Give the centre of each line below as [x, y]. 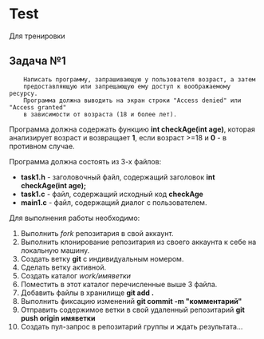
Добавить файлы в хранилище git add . [87, 293]
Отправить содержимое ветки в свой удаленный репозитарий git [133, 309]
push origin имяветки [58, 318]
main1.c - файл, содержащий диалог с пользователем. [114, 202]
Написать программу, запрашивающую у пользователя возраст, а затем [140, 79]
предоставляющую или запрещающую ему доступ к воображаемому [127, 86]
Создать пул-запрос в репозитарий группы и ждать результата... [132, 326]
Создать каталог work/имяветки [75, 275]
